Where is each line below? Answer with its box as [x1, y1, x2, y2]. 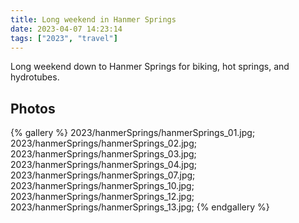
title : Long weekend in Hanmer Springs [10, 14, 177, 25]
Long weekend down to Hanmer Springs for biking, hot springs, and [10, 61, 290, 73]
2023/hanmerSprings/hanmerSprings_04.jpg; [10, 159, 198, 171]
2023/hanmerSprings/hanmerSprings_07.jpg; [10, 169, 196, 181]
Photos [10, 100, 56, 117]
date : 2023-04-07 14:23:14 [10, 24, 123, 34]
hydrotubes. [10, 71, 60, 83]
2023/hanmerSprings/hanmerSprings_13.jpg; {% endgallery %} [10, 201, 270, 213]
